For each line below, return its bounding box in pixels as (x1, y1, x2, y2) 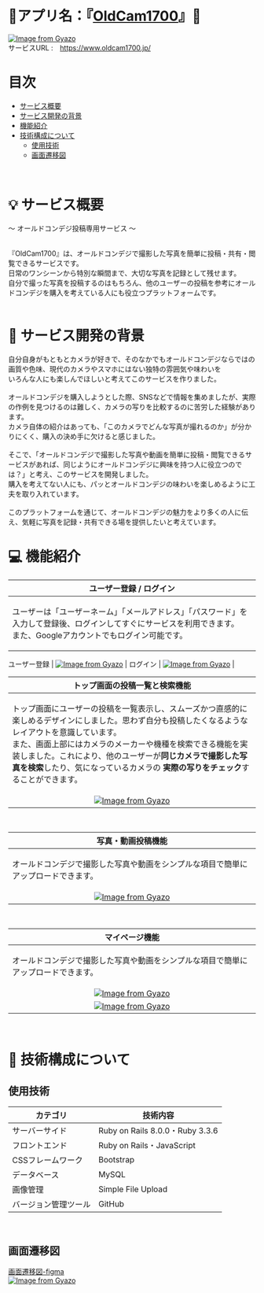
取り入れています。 (21, 489, 84, 498)
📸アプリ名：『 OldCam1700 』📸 (8, 7, 202, 25)
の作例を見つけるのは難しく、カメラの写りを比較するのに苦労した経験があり (8, 402, 256, 412)
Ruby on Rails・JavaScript (97, 1140, 196, 1151)
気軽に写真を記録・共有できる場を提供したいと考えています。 (21, 517, 221, 526)
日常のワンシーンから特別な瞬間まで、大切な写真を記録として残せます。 (8, 268, 241, 278)
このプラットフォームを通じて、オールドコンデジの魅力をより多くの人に (8, 507, 242, 516)
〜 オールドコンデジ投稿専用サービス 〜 (8, 224, 136, 233)
